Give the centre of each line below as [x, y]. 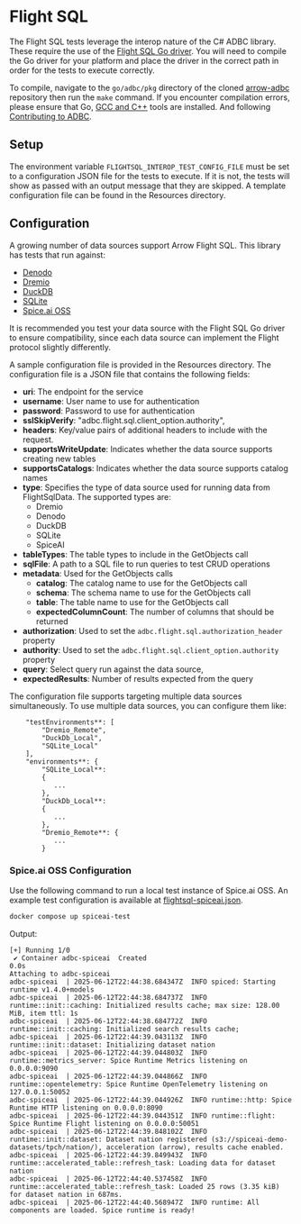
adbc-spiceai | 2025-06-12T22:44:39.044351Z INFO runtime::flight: [143, 1115]
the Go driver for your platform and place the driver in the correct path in [144, 60]
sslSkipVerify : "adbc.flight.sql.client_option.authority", [123, 420]
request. [38, 440]
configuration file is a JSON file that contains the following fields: [130, 374]
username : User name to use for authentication [111, 401]
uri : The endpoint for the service [83, 391]
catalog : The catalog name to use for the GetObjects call [141, 583]
